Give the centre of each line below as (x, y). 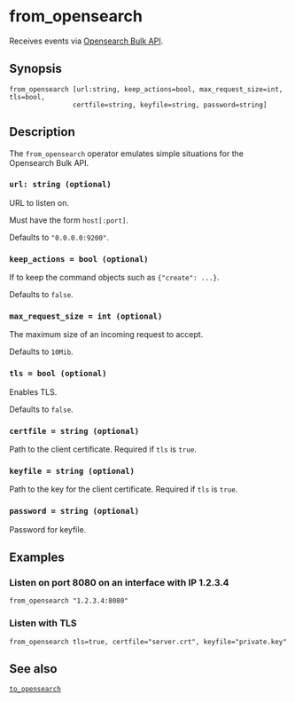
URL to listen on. (39, 202)
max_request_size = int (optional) (86, 316)
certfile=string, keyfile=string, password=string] (170, 105)
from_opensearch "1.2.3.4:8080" (69, 601)
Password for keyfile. (48, 529)
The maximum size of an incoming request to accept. (106, 335)
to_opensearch (35, 690)
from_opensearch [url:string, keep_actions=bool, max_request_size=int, (146, 89)
